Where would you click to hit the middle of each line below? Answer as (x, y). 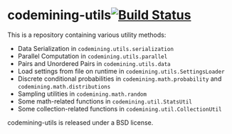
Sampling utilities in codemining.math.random (82, 94)
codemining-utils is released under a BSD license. (80, 122)
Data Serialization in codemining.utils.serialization (96, 48)
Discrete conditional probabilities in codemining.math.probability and (120, 79)
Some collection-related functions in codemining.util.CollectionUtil (120, 108)
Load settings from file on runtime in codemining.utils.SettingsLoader (121, 71)
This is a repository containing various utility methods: (87, 35)
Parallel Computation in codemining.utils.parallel (93, 56)
